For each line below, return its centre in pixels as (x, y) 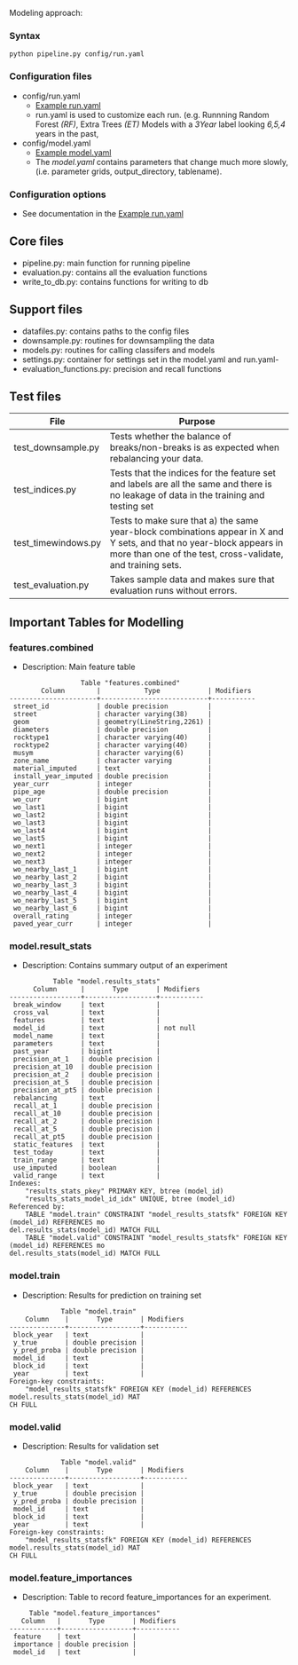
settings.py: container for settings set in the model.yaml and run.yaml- (150, 359)
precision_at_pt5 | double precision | (87, 1091)
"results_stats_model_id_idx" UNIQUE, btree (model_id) (131, 1199)
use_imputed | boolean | (87, 1168)
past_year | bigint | (87, 1052)
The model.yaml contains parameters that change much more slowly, (162, 162)
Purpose (197, 422)
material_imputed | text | (113, 769)
